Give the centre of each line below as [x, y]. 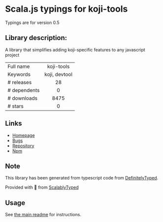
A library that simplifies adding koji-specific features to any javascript [75, 49]
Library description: [36, 38]
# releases [20, 82]
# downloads [23, 98]
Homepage [24, 135]
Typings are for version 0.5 [32, 22]
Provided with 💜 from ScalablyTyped [42, 187]
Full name [19, 66]
